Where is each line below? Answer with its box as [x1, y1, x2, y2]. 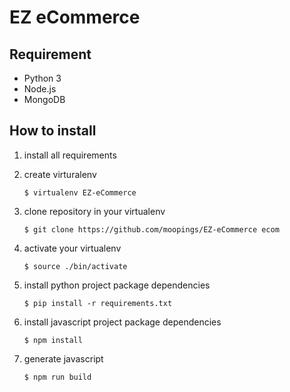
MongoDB [23, 94, 66, 105]
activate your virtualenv [23, 242, 122, 254]
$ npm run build [23, 372, 92, 382]
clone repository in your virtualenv [23, 205, 166, 217]
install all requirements [23, 149, 117, 161]
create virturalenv [23, 168, 97, 180]
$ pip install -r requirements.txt [23, 298, 173, 308]
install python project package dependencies [23, 279, 211, 291]
